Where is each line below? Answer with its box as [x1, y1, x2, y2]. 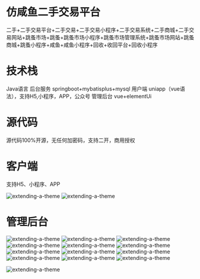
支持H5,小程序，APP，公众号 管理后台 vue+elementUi [19, 92, 152, 100]
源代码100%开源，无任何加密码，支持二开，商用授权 [6, 137, 136, 144]
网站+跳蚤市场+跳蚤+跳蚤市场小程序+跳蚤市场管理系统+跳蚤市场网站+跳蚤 [11, 33, 195, 41]
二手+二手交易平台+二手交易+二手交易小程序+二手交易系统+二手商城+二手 [6, 26, 189, 33]
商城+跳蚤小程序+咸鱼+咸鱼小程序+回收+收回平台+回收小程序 [6, 41, 158, 48]
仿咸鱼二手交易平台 [6, 5, 101, 19]
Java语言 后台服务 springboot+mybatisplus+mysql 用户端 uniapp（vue [6, 85, 180, 92]
